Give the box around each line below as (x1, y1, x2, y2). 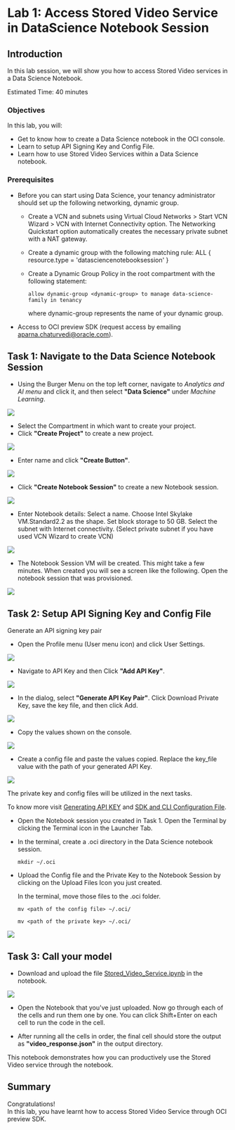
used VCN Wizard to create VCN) (17, 532, 114, 541)
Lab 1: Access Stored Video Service (7, 5, 219, 21)
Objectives (7, 105, 46, 115)
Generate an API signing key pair (7, 627, 102, 635)
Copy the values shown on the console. (17, 728, 132, 736)
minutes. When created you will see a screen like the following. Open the (17, 567, 228, 575)
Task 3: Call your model (7, 950, 112, 962)
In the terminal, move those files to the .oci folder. (17, 892, 161, 900)
